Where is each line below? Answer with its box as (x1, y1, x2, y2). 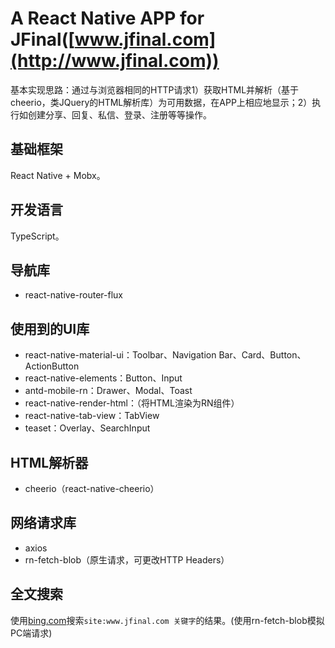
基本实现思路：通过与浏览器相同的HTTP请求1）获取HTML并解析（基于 (10, 83, 300, 96)
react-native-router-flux (24, 289, 124, 301)
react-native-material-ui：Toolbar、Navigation (24, 349, 217, 361)
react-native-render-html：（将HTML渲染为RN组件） (24, 397, 240, 409)
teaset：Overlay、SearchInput (24, 422, 151, 434)
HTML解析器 (10, 454, 89, 471)
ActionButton (24, 360, 80, 372)
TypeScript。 (10, 230, 65, 242)
